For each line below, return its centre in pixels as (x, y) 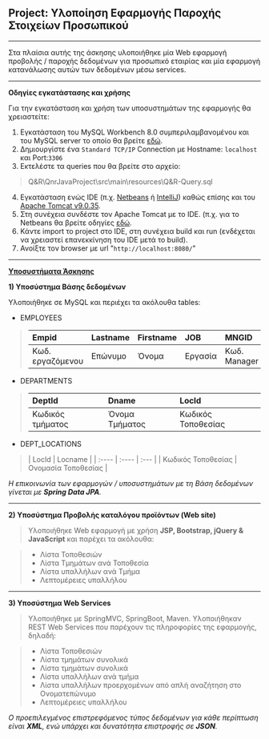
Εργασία (201, 355)
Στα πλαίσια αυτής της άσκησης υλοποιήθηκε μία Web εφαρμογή (118, 52)
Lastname (110, 337)
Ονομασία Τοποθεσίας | (68, 468)
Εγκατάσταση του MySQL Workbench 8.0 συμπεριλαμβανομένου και (134, 132)
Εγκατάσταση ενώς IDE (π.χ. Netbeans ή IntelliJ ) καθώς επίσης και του (138, 197)
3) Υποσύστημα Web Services (60, 603)
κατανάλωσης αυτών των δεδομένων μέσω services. (97, 69)
